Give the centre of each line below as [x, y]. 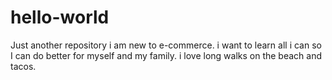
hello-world [60, 17]
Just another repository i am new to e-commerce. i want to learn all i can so [166, 45]
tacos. [23, 66]
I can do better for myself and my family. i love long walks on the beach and [166, 55]
